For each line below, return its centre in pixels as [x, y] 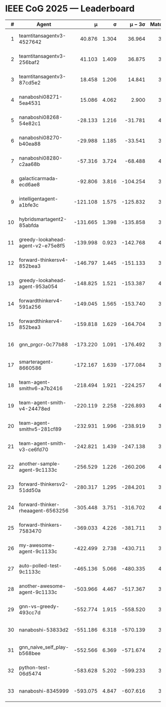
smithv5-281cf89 [40, 429]
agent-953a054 [38, 286]
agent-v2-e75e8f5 [42, 246]
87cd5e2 [30, 83]
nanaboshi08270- [41, 137]
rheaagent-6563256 [44, 510]
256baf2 [29, 62]
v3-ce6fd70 [34, 449]
